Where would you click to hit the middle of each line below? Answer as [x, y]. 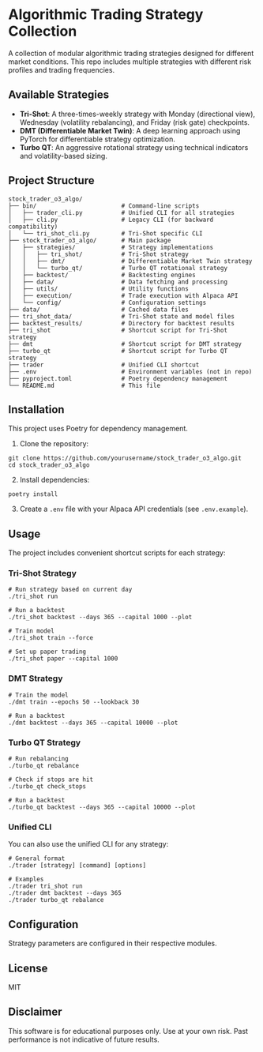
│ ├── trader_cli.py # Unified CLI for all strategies [122, 212]
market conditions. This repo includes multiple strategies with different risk [130, 62]
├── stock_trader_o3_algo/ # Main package [90, 240]
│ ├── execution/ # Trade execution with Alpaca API [123, 295]
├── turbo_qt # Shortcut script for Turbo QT [118, 351]
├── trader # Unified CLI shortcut [104, 365]
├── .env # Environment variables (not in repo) [130, 372]
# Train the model [38, 695]
